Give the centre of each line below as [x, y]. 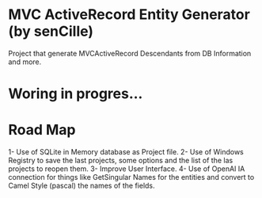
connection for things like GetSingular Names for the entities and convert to [131, 177]
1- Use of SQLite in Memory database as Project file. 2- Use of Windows [126, 152]
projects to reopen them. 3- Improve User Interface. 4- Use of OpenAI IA [127, 169]
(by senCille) [51, 31]
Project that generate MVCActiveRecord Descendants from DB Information [130, 53]
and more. [25, 62]
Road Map [42, 130]
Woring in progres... [76, 94]
